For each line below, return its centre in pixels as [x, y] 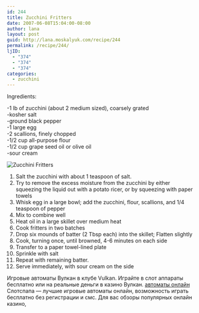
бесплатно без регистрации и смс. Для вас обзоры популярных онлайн [99, 297]
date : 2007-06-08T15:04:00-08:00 [49, 23]
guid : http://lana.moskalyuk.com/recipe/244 [64, 40]
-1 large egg [22, 127]
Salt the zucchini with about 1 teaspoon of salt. [74, 176]
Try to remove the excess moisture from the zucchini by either [93, 183]
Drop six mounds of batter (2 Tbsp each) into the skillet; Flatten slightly [104, 234]
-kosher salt [22, 115]
